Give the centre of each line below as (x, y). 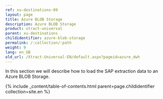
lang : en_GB (18, 52)
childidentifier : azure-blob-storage (45, 38)
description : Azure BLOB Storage (41, 24)
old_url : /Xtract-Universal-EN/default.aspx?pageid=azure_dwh (73, 57)
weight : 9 (16, 47)
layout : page (19, 15)
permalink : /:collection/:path (38, 43)
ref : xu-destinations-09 (32, 10)
